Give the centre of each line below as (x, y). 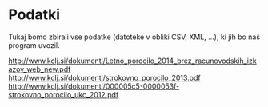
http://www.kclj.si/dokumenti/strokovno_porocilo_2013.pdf (105, 77)
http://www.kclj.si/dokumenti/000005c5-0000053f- (94, 86)
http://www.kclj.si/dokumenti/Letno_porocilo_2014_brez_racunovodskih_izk (133, 61)
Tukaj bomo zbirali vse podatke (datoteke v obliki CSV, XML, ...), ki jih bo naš (134, 37)
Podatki (34, 15)
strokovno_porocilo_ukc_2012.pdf (64, 94)
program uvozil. (34, 45)
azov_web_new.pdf (40, 69)
